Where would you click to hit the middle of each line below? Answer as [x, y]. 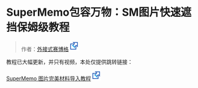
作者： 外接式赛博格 [45, 49]
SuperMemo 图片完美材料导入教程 [49, 78]
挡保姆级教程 [38, 27]
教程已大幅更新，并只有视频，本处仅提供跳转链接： [70, 61]
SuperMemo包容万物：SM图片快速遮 [99, 12]
